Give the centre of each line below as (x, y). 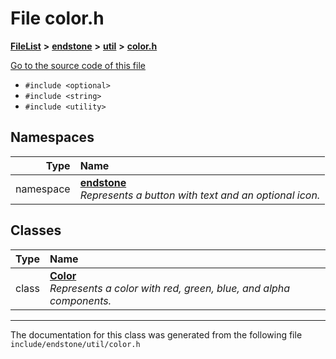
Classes (36, 230)
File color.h (57, 18)
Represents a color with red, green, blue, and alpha (170, 288)
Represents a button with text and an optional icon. (200, 195)
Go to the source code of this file (78, 65)
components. (80, 300)
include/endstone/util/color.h (75, 344)
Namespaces (52, 137)
